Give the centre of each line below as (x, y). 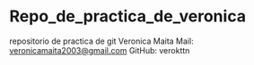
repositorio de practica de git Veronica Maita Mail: (102, 41)
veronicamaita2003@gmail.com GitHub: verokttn (100, 50)
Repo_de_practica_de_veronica (128, 16)
